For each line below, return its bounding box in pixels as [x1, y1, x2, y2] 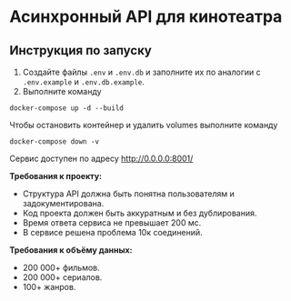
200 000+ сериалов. [22, 272, 103, 283]
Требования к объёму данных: [9, 245, 134, 256]
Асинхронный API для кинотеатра [9, 6, 283, 27]
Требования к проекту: [9, 171, 103, 181]
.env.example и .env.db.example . [22, 76, 145, 87]
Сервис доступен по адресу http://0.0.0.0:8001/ [9, 153, 194, 164]
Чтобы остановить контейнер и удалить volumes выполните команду [9, 120, 278, 130]
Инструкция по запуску [9, 43, 152, 58]
